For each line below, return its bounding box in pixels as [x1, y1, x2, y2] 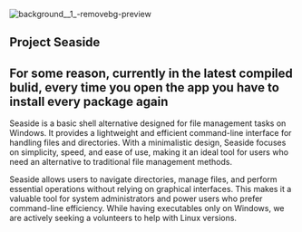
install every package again [9, 93, 169, 109]
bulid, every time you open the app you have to [9, 80, 279, 95]
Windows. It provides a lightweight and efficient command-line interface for [9, 128, 292, 139]
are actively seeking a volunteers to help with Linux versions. [9, 213, 238, 224]
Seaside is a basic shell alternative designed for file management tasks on [9, 118, 287, 129]
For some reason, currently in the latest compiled [9, 65, 293, 81]
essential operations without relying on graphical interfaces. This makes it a [9, 184, 292, 195]
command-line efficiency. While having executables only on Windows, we [9, 203, 285, 214]
